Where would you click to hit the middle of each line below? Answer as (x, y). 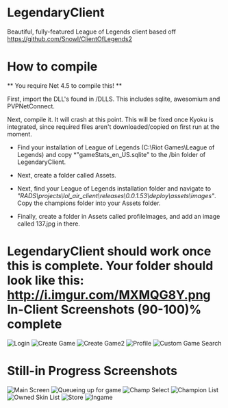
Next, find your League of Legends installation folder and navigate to (114, 188)
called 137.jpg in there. (49, 224)
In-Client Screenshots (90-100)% (104, 310)
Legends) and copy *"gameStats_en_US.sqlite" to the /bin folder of (111, 154)
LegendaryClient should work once (109, 251)
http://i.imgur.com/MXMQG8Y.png (109, 295)
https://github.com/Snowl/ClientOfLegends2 (69, 38)
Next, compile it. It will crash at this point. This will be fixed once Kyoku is (110, 119)
